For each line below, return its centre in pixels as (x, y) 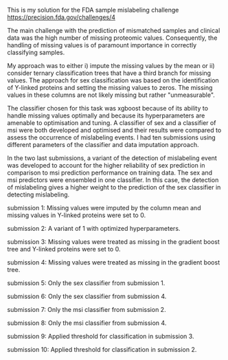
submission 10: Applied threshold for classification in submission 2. (102, 349)
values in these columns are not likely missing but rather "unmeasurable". (111, 95)
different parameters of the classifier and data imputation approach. (103, 145)
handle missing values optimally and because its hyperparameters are (106, 115)
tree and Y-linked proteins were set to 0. (64, 249)
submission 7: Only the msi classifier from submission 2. (87, 310)
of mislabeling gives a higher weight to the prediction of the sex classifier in (114, 187)
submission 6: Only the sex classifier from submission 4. (87, 296)
